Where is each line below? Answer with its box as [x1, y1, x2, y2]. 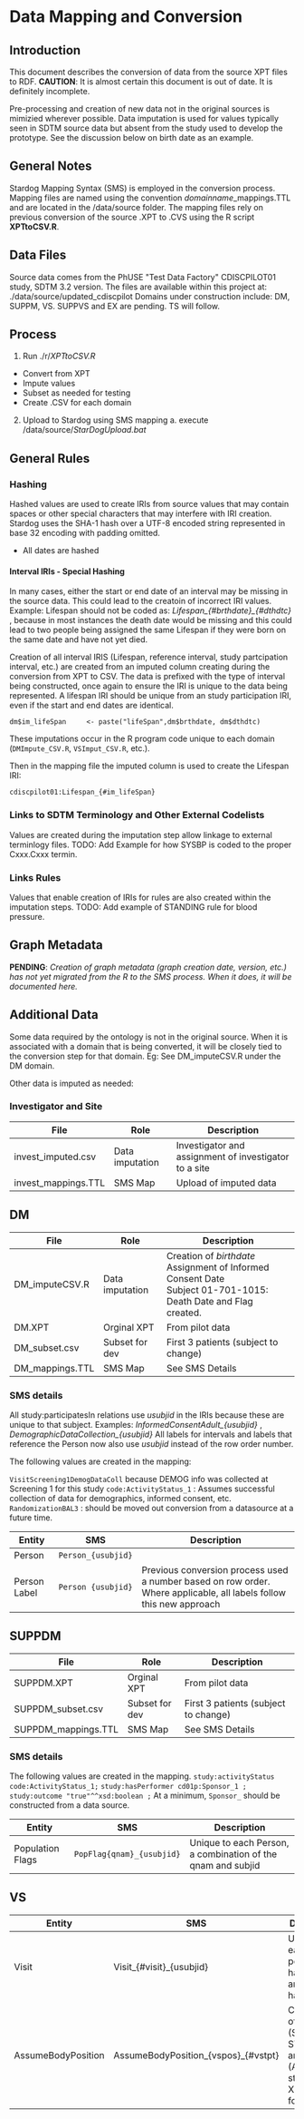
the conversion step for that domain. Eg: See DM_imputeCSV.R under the [9, 1050, 281, 1061]
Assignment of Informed [166, 1261, 270, 1274]
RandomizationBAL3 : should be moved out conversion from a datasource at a [9, 1502, 294, 1513]
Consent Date [166, 1272, 225, 1284]
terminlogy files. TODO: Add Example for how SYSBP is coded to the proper [9, 839, 292, 850]
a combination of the [189, 1848, 278, 1860]
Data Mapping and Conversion [9, 6, 242, 27]
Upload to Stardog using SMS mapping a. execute [22, 415, 209, 425]
